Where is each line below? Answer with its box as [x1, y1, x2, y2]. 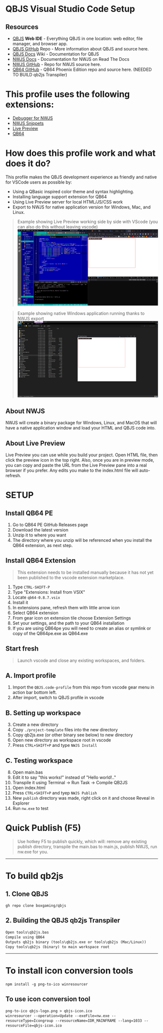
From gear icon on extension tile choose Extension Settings [12, 615, 131, 620]
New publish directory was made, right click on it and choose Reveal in [12, 795, 155, 801]
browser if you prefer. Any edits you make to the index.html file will [5, 467, 138, 473]
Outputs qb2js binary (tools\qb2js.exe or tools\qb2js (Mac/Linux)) [5, 939, 147, 945]
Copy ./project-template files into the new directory [12, 727, 118, 733]
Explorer [12, 800, 30, 806]
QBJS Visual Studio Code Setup [5, 3, 135, 15]
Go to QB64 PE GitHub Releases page [12, 522, 89, 528]
